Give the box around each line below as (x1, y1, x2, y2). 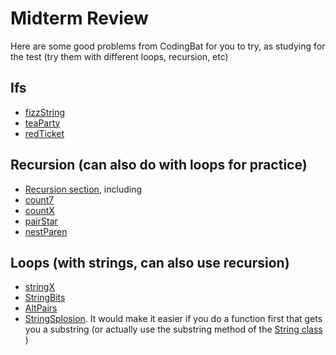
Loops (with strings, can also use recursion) (10, 254, 290, 271)
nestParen (24, 225, 68, 237)
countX (24, 204, 55, 216)
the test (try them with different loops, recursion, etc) (10, 50, 229, 62)
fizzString (24, 106, 66, 118)
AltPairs (24, 302, 58, 314)
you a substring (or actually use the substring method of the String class (24, 323, 323, 336)
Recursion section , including (24, 183, 143, 195)
